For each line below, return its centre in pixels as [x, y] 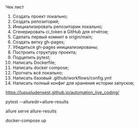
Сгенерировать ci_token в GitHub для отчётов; [61, 32]
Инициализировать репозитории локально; [58, 27]
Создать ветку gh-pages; [39, 42]
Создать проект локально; [40, 16]
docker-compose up [26, 121]
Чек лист [15, 7]
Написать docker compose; [41, 68]
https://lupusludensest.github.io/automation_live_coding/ [62, 92]
